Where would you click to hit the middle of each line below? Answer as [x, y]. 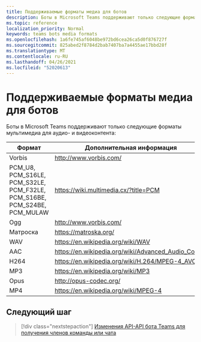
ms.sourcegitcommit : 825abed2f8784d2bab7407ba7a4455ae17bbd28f [87, 46]
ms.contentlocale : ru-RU [37, 56]
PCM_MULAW [29, 212]
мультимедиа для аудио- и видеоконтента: [61, 133]
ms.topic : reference [32, 23]
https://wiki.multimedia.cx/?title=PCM [107, 190]
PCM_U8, [22, 167]
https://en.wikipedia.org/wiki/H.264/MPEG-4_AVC [126, 262]
